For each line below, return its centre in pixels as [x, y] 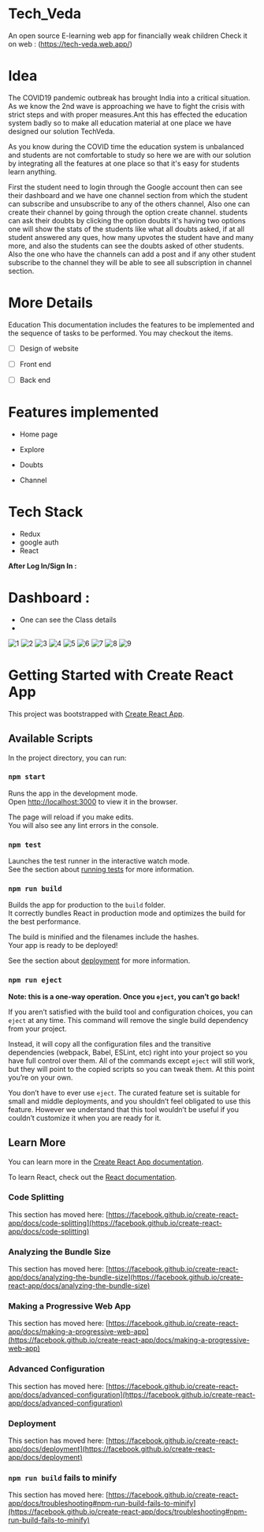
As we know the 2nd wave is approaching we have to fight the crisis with [126, 106]
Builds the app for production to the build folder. [87, 905]
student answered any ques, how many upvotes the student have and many [131, 237]
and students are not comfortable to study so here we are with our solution [130, 155]
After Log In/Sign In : [43, 566]
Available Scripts [50, 739]
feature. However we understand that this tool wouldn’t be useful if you [123, 1109]
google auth [39, 542]
